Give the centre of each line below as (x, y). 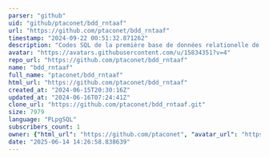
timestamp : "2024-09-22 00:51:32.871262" (78, 38)
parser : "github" (37, 16)
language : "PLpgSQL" (43, 120)
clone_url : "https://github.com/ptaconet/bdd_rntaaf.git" (107, 105)
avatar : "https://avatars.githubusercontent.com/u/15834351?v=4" (119, 53)
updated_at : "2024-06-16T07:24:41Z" (69, 97)
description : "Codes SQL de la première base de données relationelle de (134, 45)
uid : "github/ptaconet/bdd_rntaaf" (68, 23)
